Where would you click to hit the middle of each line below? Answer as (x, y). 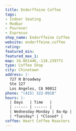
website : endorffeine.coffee (35, 42)
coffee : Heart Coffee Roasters (38, 121)
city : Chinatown (22, 70)
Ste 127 (18, 84)
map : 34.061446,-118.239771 (34, 61)
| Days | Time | (31, 103)
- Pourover (16, 28)
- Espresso (16, 33)
